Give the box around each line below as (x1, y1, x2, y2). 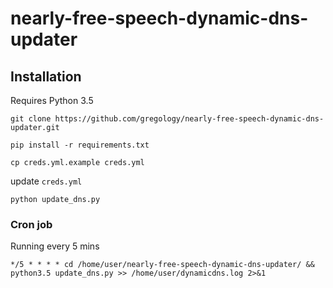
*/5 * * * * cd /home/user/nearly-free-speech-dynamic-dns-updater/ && (10, 260, 315, 270)
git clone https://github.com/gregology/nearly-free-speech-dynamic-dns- (10, 114, 325, 124)
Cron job (10, 217, 53, 231)
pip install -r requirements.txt (10, 140, 150, 150)
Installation (10, 68, 82, 85)
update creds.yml (10, 175, 83, 187)
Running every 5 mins (10, 240, 100, 252)
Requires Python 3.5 (10, 95, 94, 106)
